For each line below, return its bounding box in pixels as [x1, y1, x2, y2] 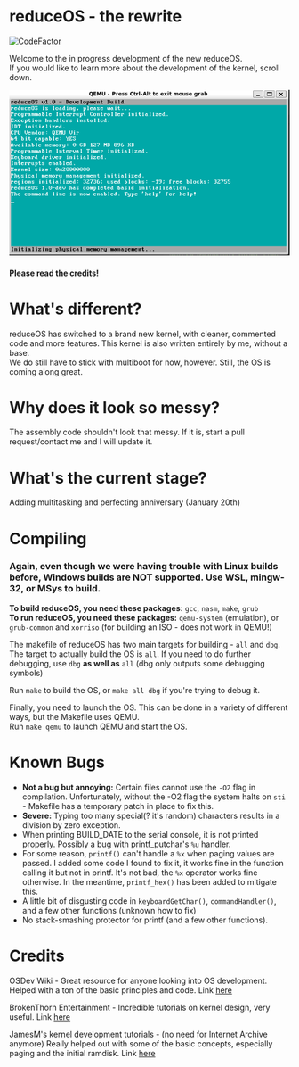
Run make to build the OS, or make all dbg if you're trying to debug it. [9, 684, 261, 695]
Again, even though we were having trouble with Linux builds [9, 560, 279, 573]
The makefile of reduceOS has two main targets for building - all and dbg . [9, 639, 280, 649]
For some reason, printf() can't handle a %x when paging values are [21, 848, 275, 858]
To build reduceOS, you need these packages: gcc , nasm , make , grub [9, 602, 259, 613]
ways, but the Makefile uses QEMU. [9, 711, 140, 722]
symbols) [9, 667, 44, 678]
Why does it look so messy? [9, 397, 221, 418]
